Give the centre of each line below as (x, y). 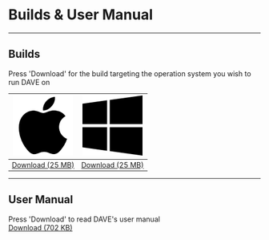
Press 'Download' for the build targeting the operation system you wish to (130, 73)
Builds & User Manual (81, 15)
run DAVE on (29, 82)
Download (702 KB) (41, 227)
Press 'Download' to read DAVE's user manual (84, 219)
